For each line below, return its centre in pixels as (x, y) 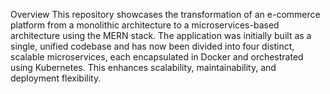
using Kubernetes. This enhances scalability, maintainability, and (143, 67)
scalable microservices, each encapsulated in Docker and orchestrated (157, 57)
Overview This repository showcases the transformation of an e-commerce (165, 14)
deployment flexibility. (56, 78)
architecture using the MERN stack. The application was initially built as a (161, 35)
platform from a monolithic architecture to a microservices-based (145, 25)
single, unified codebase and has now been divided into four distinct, (152, 46)
